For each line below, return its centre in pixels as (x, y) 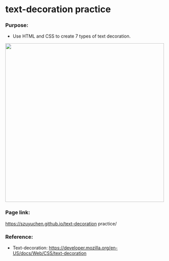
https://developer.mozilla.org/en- (83, 248)
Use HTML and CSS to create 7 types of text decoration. (72, 36)
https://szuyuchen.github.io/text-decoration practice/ (61, 223)
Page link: (18, 213)
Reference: (19, 237)
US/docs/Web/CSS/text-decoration (49, 253)
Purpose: (17, 25)
